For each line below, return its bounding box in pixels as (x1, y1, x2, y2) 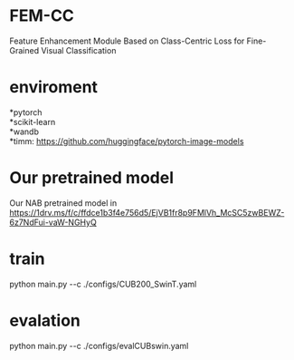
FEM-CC (9, 5, 75, 26)
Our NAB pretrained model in (9, 197, 118, 209)
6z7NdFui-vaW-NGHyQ (9, 217, 97, 228)
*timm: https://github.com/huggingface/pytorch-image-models (9, 135, 244, 146)
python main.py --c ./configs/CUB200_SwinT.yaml (9, 278, 197, 289)
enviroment (9, 77, 98, 98)
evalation (9, 310, 81, 331)
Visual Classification (40, 44, 117, 55)
